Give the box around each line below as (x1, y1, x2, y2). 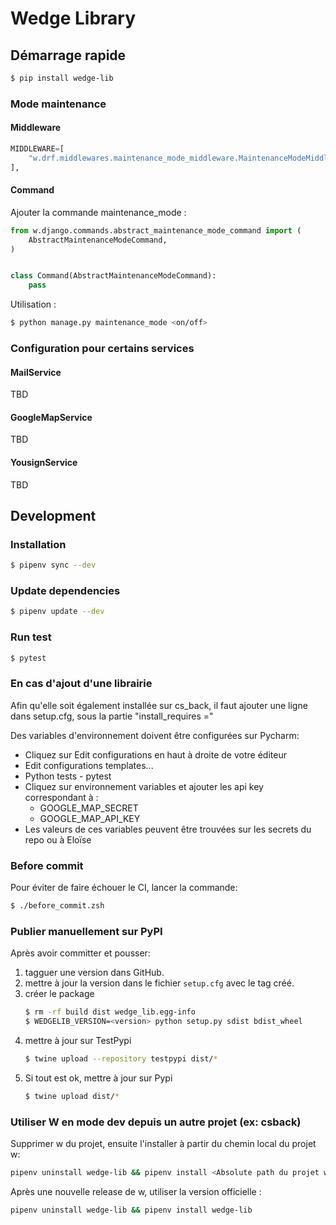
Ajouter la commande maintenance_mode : (10, 206, 187, 218)
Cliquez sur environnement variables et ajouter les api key (24, 780, 264, 792)
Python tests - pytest (24, 770, 112, 782)
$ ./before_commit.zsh (10, 901, 105, 911)
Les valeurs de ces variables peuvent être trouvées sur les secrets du (24, 823, 312, 835)
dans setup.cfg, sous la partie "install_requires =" (10, 710, 214, 722)
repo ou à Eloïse (24, 833, 92, 846)
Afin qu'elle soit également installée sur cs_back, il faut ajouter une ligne (10, 699, 308, 711)
